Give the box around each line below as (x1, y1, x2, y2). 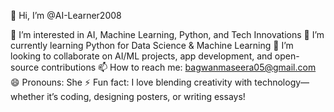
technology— (254, 76, 310, 88)
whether (10, 91, 45, 102)
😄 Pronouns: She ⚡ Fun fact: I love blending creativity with (10, 76, 253, 88)
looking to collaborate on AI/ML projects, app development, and (10, 50, 273, 62)
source (10, 61, 40, 73)
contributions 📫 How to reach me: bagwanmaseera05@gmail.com (41, 61, 317, 73)
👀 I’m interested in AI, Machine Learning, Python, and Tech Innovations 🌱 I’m (10, 29, 325, 40)
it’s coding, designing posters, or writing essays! (46, 91, 246, 102)
